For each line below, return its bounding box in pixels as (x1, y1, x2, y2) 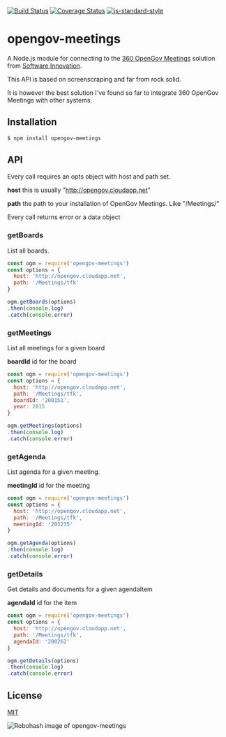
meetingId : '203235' (13, 521, 73, 528)
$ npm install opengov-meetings (7, 135, 101, 142)
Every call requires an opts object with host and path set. (7, 172, 171, 181)
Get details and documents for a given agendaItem (7, 585, 153, 593)
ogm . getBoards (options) (7, 299, 77, 306)
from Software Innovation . (7, 61, 82, 70)
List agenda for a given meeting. (7, 468, 100, 476)
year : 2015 (13, 403, 45, 410)
